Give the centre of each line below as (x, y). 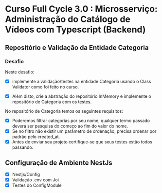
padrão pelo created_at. (36, 137)
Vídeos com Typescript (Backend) (75, 30)
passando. (23, 147)
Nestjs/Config (26, 174)
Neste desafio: (20, 72)
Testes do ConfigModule (37, 185)
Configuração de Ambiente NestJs (59, 163)
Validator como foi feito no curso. (45, 87)
